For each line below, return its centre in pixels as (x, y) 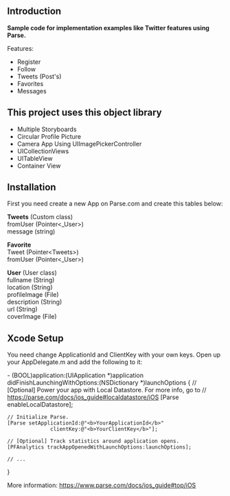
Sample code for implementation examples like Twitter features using (108, 27)
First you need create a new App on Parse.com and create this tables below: (115, 204)
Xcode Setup (35, 338)
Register (29, 62)
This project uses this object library (85, 113)
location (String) (30, 287)
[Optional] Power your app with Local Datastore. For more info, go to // (107, 390)
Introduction (34, 11)
